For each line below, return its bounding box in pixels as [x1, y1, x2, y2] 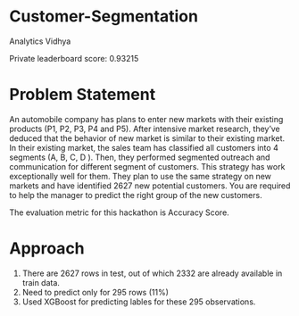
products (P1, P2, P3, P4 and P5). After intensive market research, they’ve [9, 123, 281, 134]
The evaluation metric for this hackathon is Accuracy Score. [9, 207, 229, 218]
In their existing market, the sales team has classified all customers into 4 [9, 142, 278, 153]
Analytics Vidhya [9, 36, 71, 46]
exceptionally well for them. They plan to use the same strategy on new [9, 170, 272, 181]
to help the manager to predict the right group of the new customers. [9, 189, 262, 200]
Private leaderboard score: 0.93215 [9, 53, 139, 63]
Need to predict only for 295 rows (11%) [21, 287, 170, 297]
